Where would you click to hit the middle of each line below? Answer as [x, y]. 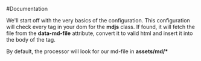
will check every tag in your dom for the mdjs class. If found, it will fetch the [101, 27]
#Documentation [27, 9]
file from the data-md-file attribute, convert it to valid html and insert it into [100, 33]
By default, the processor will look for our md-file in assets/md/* [87, 51]
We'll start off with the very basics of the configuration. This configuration [98, 20]
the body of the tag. [31, 40]
